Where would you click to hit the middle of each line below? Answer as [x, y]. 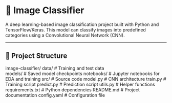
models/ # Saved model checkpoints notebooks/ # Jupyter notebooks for [83, 74]
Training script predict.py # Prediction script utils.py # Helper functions [80, 84]
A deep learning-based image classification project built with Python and [82, 24]
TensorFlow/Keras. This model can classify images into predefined [76, 29]
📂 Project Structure [36, 56]
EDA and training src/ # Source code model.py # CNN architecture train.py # [86, 79]
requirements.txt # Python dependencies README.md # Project [72, 90]
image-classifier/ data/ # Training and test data [55, 68]
